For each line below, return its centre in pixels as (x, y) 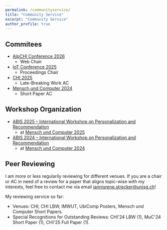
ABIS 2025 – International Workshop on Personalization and (74, 122)
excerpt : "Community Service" (37, 19)
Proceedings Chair (39, 72)
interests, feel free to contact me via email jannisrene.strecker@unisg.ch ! (81, 187)
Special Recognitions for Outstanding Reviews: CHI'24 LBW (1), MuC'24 (87, 217)
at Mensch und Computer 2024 (52, 148)
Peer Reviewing (30, 164)
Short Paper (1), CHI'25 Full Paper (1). (51, 222)
